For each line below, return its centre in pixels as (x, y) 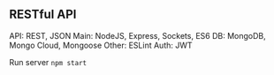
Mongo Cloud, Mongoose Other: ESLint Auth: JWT (101, 45)
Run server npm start (48, 62)
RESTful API (43, 15)
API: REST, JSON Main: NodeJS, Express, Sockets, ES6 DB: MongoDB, (138, 35)
